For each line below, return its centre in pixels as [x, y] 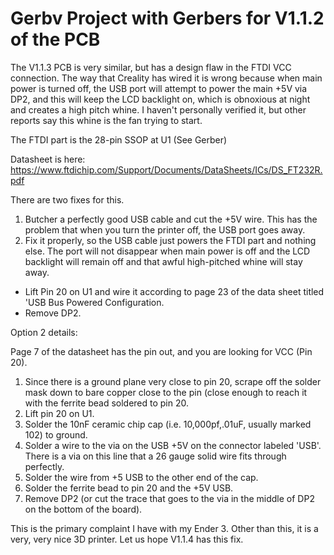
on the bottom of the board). [83, 509]
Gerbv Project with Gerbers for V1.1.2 [167, 18]
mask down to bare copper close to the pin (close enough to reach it [166, 392]
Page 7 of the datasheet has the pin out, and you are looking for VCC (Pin [161, 351]
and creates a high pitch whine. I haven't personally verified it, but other [158, 109]
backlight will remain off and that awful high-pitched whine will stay [163, 261]
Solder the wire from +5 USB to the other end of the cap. [141, 477]
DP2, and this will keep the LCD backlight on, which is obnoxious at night [160, 99]
